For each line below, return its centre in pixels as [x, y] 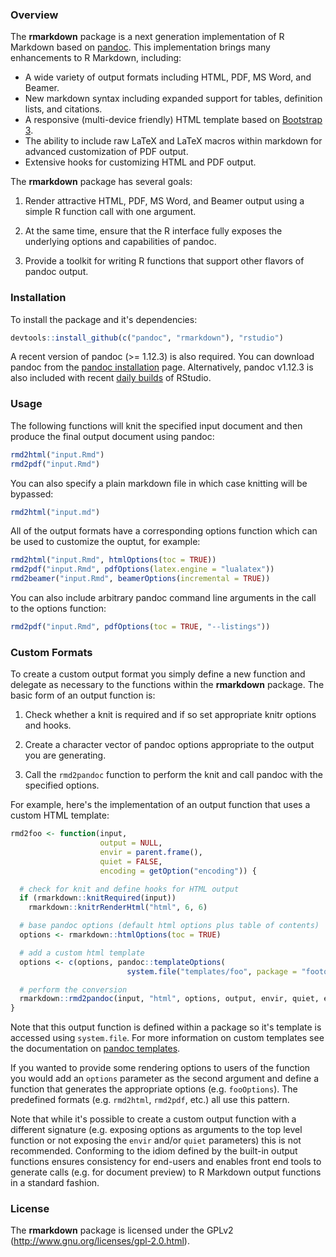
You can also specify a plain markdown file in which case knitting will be [159, 483]
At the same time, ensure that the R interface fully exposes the [153, 231]
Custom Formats [51, 652]
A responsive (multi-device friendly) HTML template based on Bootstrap [173, 120]
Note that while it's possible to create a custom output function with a [153, 1119]
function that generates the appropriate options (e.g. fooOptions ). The [154, 1089]
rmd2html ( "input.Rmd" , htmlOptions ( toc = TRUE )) [113, 560]
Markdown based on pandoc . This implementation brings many [140, 47]
